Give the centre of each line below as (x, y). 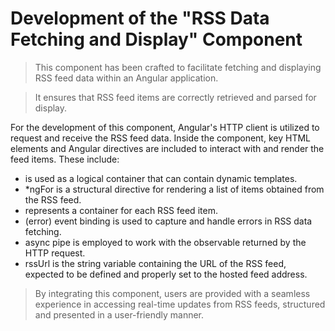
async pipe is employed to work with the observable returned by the (165, 242)
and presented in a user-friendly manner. (119, 314)
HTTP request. (55, 253)
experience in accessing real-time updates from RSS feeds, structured (180, 304)
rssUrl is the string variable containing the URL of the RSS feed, (155, 263)
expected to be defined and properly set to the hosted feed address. (166, 274)
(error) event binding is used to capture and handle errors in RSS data (168, 221)
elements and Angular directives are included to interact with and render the (167, 148)
